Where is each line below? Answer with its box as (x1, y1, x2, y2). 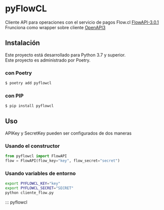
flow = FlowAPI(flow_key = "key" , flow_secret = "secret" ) (5, 158, 120, 163)
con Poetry (5, 70, 32, 76)
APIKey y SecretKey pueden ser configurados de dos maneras (5, 130, 132, 136)
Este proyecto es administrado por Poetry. (5, 57, 91, 63)
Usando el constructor (5, 142, 60, 149)
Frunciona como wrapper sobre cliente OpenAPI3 (5, 24, 106, 30)
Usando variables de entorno (5, 170, 76, 176)
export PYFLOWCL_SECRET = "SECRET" (5, 186, 74, 191)
